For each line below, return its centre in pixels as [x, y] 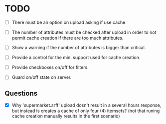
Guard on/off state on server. [42, 77]
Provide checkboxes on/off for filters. [50, 67]
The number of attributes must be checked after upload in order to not [84, 32]
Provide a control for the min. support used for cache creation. [76, 58]
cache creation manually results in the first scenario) [66, 116]
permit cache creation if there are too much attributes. [68, 38]
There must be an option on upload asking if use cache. [69, 22]
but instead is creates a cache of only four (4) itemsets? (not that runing [86, 111]
